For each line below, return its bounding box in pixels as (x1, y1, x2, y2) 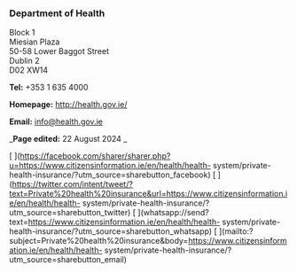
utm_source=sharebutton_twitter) (9, 207, 131, 218)
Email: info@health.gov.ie (9, 116, 104, 127)
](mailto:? (218, 226, 254, 237)
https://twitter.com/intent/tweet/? (12, 179, 133, 190)
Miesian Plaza (9, 36, 60, 47)
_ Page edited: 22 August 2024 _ (9, 134, 128, 144)
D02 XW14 (9, 65, 49, 75)
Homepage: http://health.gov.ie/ (9, 99, 128, 110)
